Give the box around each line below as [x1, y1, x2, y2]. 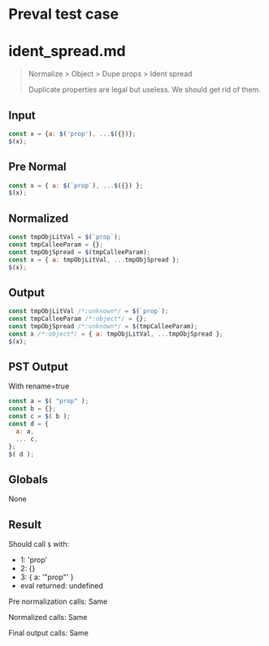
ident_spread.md [8, 42, 126, 61]
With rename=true [8, 381, 70, 391]
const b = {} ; [8, 405, 57, 413]
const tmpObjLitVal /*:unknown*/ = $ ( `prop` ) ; [8, 307, 169, 315]
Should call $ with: [8, 540, 70, 549]
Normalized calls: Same [8, 613, 88, 622]
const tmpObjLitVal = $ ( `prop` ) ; [8, 233, 122, 241]
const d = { [8, 420, 49, 428]
